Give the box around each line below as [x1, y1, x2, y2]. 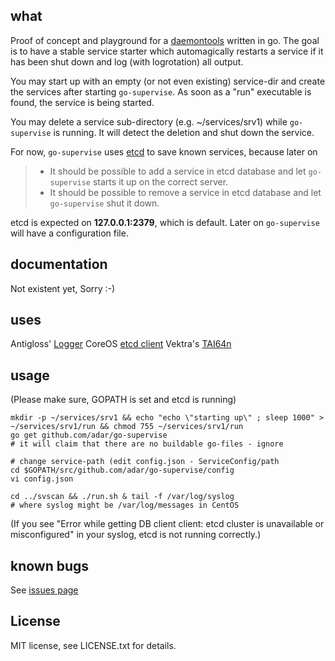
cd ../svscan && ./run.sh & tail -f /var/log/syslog [10, 492, 235, 502]
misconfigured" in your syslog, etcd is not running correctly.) [10, 529, 262, 541]
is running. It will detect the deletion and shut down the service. [53, 126, 315, 138]
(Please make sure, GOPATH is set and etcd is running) [10, 394, 237, 406]
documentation [10, 256, 108, 273]
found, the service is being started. [10, 96, 155, 108]
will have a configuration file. [10, 227, 129, 239]
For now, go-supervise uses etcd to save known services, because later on [10, 145, 318, 158]
